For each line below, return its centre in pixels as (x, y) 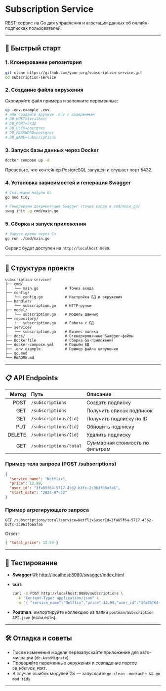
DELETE (17, 435)
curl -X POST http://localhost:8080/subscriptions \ (68, 593)
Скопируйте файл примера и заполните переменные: (62, 100)
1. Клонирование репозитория (43, 62)
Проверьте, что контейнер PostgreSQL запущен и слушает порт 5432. (79, 170)
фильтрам (98, 449)
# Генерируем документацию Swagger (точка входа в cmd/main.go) (73, 206)
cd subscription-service (31, 77)
